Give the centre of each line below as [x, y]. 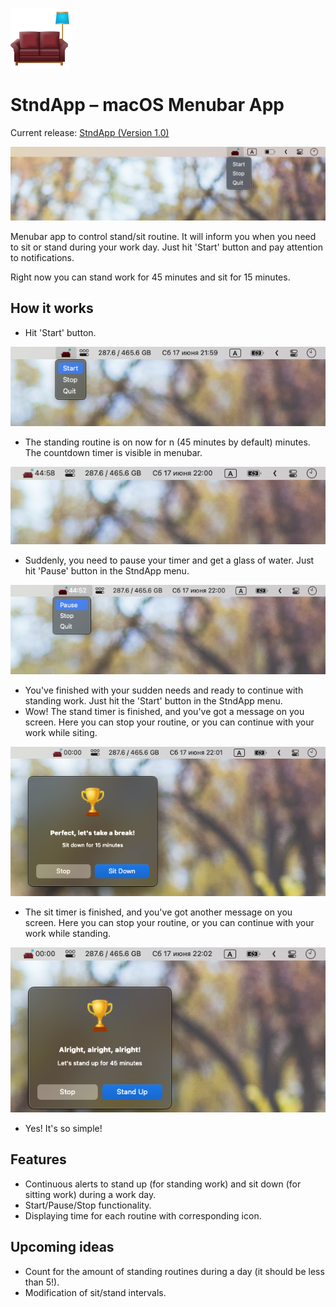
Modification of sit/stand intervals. [95, 1292]
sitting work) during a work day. [90, 1194]
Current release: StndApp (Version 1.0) [90, 132]
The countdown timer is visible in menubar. [113, 452]
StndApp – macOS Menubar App [147, 105]
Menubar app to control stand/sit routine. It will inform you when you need [163, 237]
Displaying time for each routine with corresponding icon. [143, 1215]
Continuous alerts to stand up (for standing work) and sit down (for [163, 1184]
